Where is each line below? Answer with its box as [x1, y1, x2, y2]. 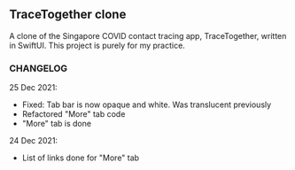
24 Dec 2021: [9, 135, 58, 146]
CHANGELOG [9, 62, 68, 74]
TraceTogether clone [9, 7, 127, 22]
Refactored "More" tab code [21, 109, 126, 120]
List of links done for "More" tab [21, 152, 140, 163]
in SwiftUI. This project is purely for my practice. [9, 40, 186, 50]
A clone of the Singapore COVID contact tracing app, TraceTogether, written [9, 30, 287, 41]
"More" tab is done [21, 119, 91, 129]
